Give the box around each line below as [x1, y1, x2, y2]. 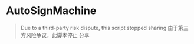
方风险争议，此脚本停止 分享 [20, 31, 90, 39]
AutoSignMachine [6, 4, 97, 18]
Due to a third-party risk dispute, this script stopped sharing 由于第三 [20, 24, 189, 31]
